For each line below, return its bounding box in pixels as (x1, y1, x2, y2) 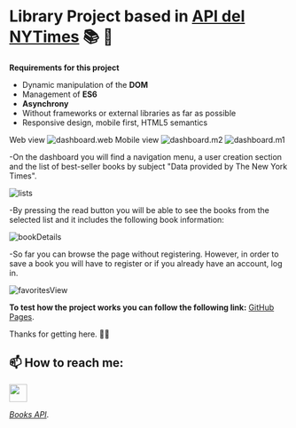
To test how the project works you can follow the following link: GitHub (9, 302, 275, 313)
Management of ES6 (21, 89, 97, 99)
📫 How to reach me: (9, 355, 124, 370)
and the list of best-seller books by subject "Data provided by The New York (9, 161, 288, 171)
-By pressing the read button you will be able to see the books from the (9, 204, 270, 215)
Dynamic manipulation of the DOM (21, 79, 149, 90)
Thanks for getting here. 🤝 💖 (9, 329, 110, 339)
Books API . (9, 408, 50, 419)
